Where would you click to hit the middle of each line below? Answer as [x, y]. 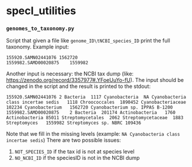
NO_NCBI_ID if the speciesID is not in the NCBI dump [77, 158]
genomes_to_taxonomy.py [40, 29]
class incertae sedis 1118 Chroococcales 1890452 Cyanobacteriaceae [96, 102]
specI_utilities [41, 11]
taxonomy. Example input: [38, 47]
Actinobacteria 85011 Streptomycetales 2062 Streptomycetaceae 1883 [95, 118]
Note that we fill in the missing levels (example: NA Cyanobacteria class [93, 134]
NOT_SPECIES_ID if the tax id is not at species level [74, 152]
